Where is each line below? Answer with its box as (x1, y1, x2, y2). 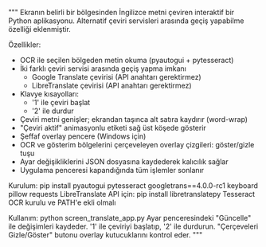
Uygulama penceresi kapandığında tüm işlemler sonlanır (19, 166, 205, 174)
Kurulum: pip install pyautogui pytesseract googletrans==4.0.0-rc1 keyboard (8, 181, 259, 190)
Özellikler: (8, 40, 41, 49)
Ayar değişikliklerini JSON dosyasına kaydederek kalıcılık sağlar (19, 157, 229, 167)
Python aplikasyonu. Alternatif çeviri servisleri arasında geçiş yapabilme (8, 16, 244, 25)
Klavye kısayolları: (19, 89, 80, 99)
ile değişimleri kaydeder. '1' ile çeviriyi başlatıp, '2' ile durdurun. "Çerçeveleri (8, 222, 259, 231)
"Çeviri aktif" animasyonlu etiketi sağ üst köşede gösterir (19, 123, 207, 132)
